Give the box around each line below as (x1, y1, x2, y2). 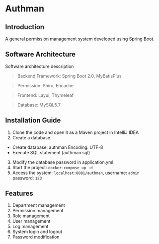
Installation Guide (5, 116, 61, 124)
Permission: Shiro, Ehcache (17, 82, 74, 88)
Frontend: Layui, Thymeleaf (17, 92, 74, 98)
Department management (12, 202, 66, 208)
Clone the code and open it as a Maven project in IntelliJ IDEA (12, 129, 139, 135)
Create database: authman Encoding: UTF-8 (12, 144, 103, 150)
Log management (12, 224, 49, 230)
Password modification (12, 234, 60, 240)
